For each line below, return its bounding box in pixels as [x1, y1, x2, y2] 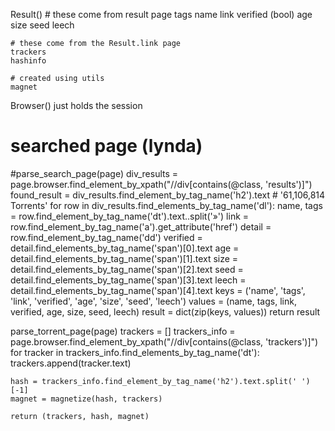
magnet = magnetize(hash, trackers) [10, 394, 163, 404]
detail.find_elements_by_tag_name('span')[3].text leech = [10, 274, 247, 286]
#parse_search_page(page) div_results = [10, 167, 179, 179]
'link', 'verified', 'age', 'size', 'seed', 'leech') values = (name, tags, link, [10, 295, 297, 307]
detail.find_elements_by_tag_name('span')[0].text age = [10, 242, 240, 254]
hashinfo [10, 56, 47, 66]
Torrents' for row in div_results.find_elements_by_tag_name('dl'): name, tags [10, 199, 323, 211]
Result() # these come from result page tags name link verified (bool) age [10, 9, 313, 20]
